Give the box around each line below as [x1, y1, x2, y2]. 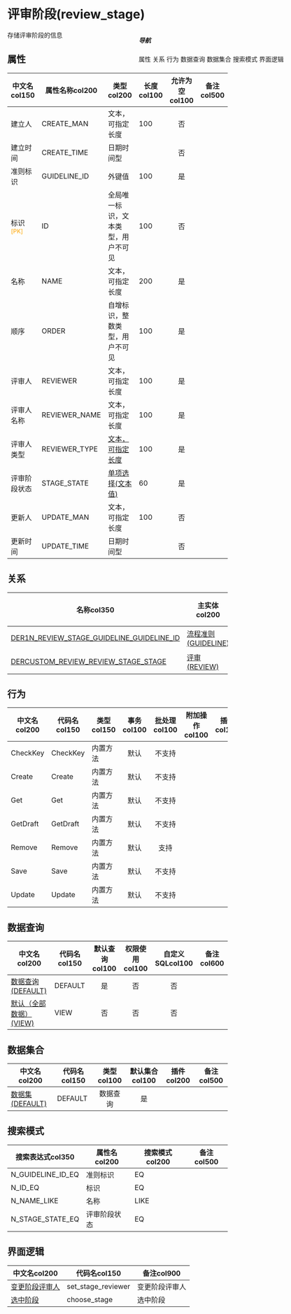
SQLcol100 [155, 959, 194, 968]
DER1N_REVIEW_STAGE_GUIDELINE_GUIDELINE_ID [10, 633, 180, 642]
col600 [200, 959, 225, 968]
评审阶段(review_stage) [7, 6, 145, 22]
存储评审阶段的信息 [7, 31, 63, 39]
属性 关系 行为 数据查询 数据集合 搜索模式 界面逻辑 [139, 55, 284, 63]
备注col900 [142, 1268, 181, 1278]
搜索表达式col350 [15, 1152, 75, 1161]
